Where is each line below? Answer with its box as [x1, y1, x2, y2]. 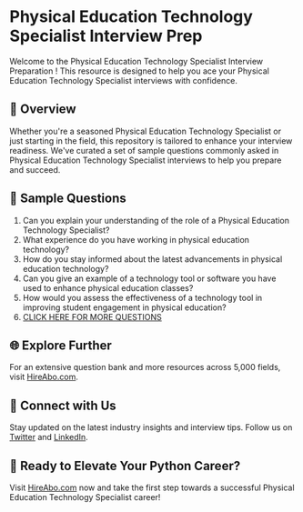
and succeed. [9, 164, 61, 175]
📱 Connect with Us [9, 397, 116, 413]
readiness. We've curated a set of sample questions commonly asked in [9, 145, 279, 156]
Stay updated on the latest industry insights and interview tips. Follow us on [9, 422, 293, 433]
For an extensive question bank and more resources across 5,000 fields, [9, 362, 281, 373]
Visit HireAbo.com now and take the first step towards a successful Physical [9, 482, 295, 493]
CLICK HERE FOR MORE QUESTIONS [22, 311, 162, 322]
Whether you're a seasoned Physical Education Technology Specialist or [9, 125, 282, 136]
